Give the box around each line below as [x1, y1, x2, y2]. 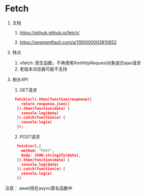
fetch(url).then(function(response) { [14, 97, 92, 101]
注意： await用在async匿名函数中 [5, 185, 73, 191]
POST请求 [19, 134, 40, 140]
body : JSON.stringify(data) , [21, 153, 81, 158]
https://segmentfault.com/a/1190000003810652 [19, 39, 117, 45]
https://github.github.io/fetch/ [19, 30, 80, 35]
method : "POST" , [21, 148, 55, 153]
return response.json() [21, 101, 70, 106]
